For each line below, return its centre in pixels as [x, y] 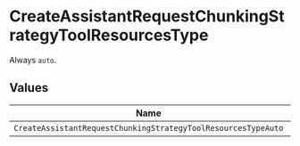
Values [29, 88]
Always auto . [33, 60]
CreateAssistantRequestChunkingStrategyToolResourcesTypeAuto [149, 128]
